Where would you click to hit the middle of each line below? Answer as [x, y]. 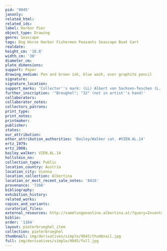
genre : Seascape [22, 38]
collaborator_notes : [27, 102]
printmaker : [17, 121]
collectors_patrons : [27, 107]
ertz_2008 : [16, 149]
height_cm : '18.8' [24, 51]
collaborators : [21, 97]
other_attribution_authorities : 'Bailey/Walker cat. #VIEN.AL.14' [75, 139]
